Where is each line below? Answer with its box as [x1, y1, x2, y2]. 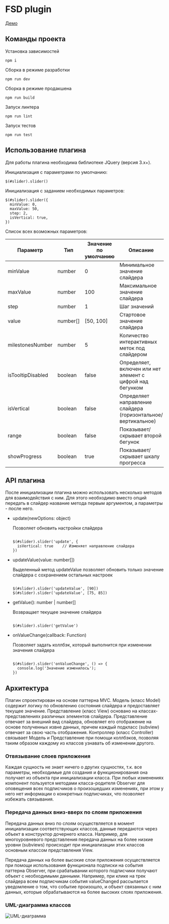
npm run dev [5, 77, 30, 82]
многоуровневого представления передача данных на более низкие [5, 836, 153, 842]
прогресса [119, 459, 146, 466]
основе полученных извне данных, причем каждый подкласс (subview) [5, 724, 159, 730]
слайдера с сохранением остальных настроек [12, 572, 113, 578]
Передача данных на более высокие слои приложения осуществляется [5, 856, 160, 863]
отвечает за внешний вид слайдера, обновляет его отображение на [5, 719, 152, 725]
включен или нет [119, 365, 161, 372]
